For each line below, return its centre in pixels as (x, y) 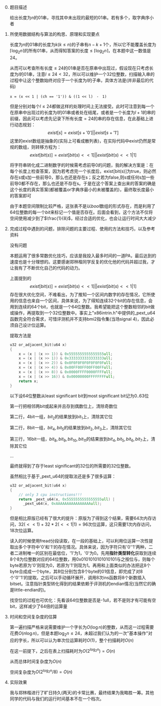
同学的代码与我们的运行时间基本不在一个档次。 (57, 699)
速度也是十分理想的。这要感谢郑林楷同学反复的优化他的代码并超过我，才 (82, 261)
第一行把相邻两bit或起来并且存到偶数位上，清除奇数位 (64, 406)
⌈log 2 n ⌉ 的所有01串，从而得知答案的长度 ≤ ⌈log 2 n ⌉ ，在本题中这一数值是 (80, 51)
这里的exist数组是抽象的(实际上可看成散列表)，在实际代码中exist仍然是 (80, 141)
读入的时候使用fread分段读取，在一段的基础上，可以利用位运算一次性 (79, 541)
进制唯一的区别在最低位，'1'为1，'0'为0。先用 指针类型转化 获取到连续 (87, 553)
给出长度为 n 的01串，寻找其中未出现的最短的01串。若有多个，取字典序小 (82, 18)
